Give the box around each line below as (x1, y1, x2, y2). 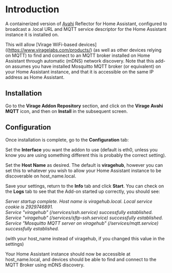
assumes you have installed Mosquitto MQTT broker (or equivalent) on (12, 63, 161, 69)
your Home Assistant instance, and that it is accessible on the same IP (5, 68, 154, 75)
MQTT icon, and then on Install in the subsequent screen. (5, 108, 128, 114)
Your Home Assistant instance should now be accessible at (5, 250, 131, 257)
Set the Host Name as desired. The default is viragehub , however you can (5, 162, 163, 168)
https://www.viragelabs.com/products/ (8, 47, 91, 53)
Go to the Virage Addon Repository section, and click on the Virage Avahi (5, 103, 163, 109)
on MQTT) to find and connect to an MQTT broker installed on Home (5, 52, 150, 59)
